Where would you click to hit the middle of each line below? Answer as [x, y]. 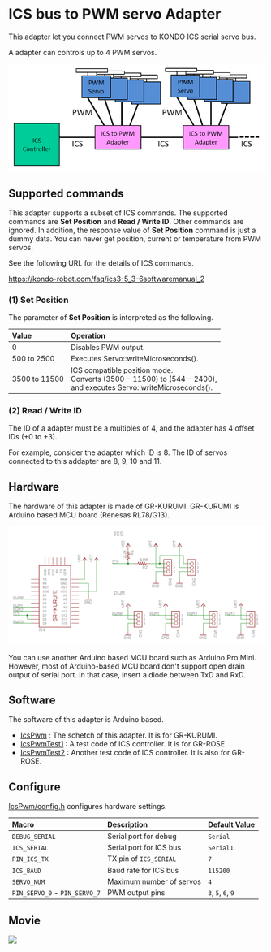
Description [128, 824]
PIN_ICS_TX [30, 859]
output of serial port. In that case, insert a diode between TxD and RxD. [127, 674]
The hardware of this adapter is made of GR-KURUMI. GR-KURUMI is [124, 506]
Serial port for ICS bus [144, 848]
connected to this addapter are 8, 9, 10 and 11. [85, 461]
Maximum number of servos [154, 881]
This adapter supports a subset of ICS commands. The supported [118, 213]
